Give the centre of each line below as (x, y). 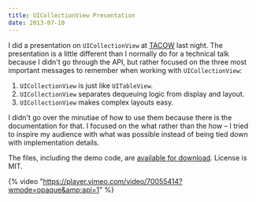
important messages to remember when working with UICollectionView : (125, 70)
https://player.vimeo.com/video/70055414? (113, 181)
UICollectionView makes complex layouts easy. (96, 102)
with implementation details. (54, 142)
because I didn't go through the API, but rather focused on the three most (127, 62)
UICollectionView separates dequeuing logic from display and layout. (132, 94)
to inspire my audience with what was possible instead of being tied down (128, 134)
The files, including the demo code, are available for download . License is (128, 157)
